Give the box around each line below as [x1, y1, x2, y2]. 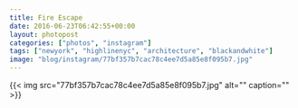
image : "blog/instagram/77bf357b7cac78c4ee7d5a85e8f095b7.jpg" [9, 55, 254, 64]
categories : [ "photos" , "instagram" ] [9, 38, 152, 48]
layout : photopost [9, 30, 79, 39]
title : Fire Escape [9, 13, 83, 22]
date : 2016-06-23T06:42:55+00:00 [9, 22, 136, 31]
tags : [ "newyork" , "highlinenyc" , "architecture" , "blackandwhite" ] [9, 47, 274, 56]
